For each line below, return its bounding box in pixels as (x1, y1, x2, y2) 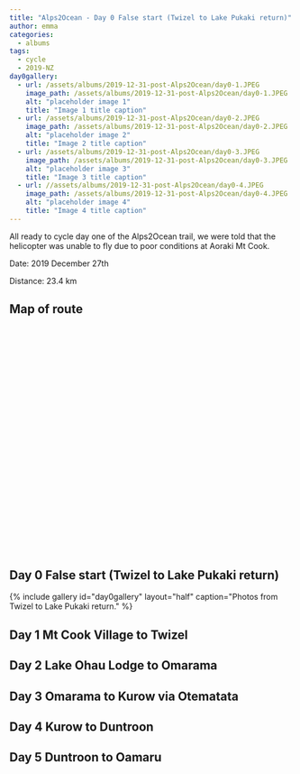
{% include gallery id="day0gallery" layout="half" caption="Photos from (9, 592, 278, 603)
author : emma (9, 22, 59, 31)
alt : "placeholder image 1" (25, 97, 131, 106)
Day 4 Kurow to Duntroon (9, 719, 154, 734)
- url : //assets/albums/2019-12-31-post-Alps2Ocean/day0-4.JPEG (17, 181, 264, 190)
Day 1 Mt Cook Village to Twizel (9, 627, 188, 642)
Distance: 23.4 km (9, 275, 77, 286)
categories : (9, 30, 54, 39)
